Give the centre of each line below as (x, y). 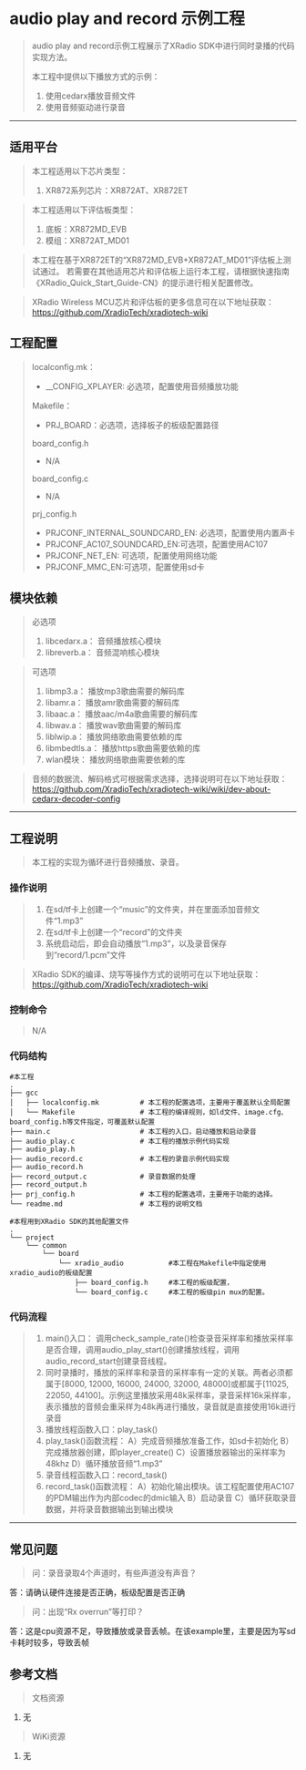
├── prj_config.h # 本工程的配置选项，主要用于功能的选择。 (143, 1195)
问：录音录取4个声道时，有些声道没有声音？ (114, 1573)
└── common (46, 1246)
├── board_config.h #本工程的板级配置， (154, 1283)
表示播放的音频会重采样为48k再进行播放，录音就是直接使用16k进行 (171, 1407)
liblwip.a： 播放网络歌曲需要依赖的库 (114, 737)
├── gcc (24, 1093)
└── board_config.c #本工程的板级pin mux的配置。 (172, 1292)
